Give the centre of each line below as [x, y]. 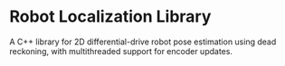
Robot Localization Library [110, 17]
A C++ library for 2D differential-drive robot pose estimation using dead [143, 42]
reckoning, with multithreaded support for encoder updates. [121, 51]
